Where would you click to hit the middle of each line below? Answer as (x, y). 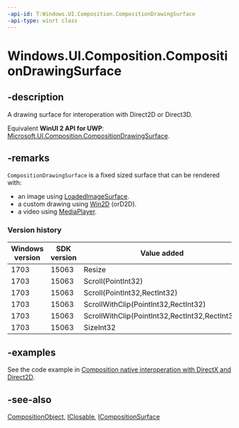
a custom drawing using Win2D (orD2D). (77, 204)
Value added (162, 253)
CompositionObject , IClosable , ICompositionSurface (84, 417)
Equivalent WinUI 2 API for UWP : (56, 128)
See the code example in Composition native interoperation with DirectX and (119, 370)
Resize (95, 269)
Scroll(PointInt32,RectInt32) (131, 293)
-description (36, 97)
